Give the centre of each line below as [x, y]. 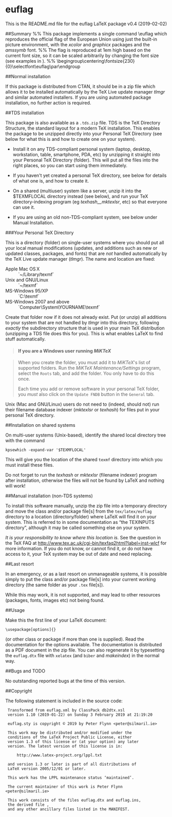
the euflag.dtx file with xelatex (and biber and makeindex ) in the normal [82, 656]
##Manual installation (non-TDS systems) [49, 496]
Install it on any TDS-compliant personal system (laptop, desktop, [82, 149]
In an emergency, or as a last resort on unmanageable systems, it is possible [86, 574]
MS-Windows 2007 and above [37, 301]
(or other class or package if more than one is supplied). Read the [75, 639]
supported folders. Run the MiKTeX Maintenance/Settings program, [89, 368]
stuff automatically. [26, 339]
